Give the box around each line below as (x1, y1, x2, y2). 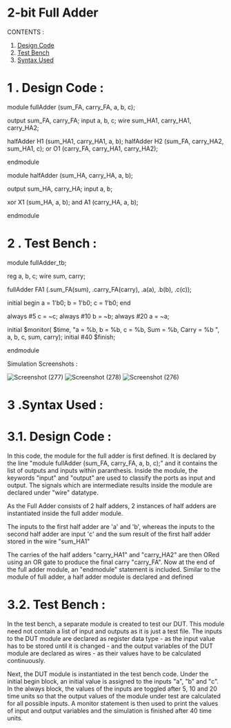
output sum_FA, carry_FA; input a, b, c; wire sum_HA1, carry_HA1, (7, 116, 192, 124)
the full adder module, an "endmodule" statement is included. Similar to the (7, 565, 221, 573)
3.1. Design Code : (7, 429, 112, 445)
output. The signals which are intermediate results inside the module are (7, 480, 212, 489)
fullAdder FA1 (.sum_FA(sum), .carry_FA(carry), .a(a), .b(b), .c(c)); (7, 285, 192, 293)
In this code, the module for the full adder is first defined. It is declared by (7, 451, 217, 460)
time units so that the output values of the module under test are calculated (7, 691, 221, 700)
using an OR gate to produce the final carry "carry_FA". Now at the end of (7, 558, 215, 566)
